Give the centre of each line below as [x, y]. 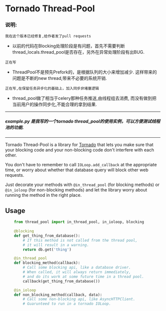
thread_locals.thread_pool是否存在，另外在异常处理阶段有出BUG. [78, 52]
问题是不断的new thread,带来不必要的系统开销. [60, 78]
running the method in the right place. [44, 195]
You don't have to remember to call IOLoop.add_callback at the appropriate [81, 165]
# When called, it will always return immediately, [77, 272]
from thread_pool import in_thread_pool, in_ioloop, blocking [79, 222]
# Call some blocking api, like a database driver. [77, 268]
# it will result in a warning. [56, 245]
